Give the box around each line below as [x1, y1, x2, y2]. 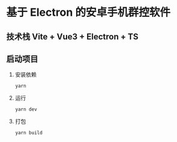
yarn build [14, 130, 43, 136]
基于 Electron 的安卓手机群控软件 [6, 5, 171, 19]
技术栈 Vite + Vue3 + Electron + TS [6, 31, 139, 42]
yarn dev [14, 106, 37, 112]
